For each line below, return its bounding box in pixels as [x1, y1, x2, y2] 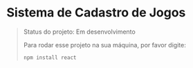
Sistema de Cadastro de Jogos [6, 5, 186, 21]
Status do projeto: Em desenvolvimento [23, 27, 136, 36]
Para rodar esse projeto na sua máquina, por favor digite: [23, 41, 186, 49]
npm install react [23, 54, 77, 61]
